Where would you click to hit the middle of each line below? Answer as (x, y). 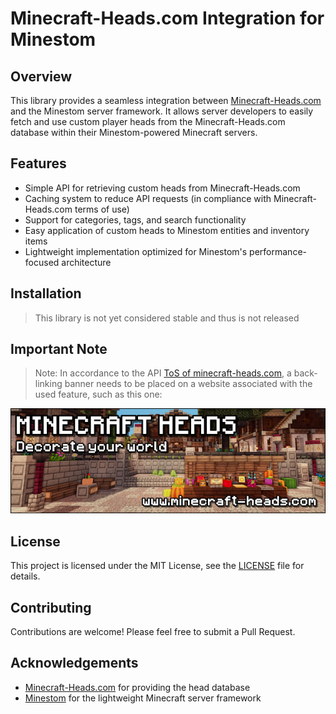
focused (42, 262)
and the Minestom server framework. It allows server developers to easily (162, 111)
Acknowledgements (74, 663)
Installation (46, 293)
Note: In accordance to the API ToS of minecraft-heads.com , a (163, 373)
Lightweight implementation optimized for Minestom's (136, 251)
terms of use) (102, 209)
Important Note (59, 349)
